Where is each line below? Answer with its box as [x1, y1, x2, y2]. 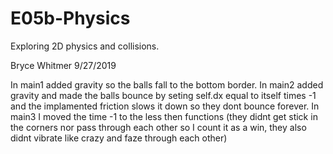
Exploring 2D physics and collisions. [10, 40, 160, 52]
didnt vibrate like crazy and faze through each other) [10, 132, 228, 144]
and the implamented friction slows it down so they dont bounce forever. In [10, 100, 320, 112]
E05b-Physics [10, 7, 131, 30]
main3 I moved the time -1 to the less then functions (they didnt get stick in [10, 110, 318, 122]
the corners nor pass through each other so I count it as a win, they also [10, 121, 307, 133]
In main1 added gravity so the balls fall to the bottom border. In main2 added [10, 78, 324, 91]
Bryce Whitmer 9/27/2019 [10, 59, 117, 71]
